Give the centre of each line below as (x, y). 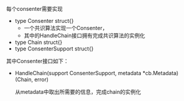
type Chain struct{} (39, 42)
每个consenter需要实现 (34, 9)
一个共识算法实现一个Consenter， (66, 28)
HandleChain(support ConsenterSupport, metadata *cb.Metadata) (96, 73)
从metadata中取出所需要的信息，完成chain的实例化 (78, 92)
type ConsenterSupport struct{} (54, 49)
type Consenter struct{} (44, 21)
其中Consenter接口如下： (37, 61)
